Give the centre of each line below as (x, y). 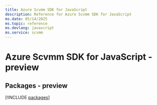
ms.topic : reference (26, 23)
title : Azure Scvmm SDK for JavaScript (46, 10)
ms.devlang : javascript (30, 28)
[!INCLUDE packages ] (27, 97)
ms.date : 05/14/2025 (26, 19)
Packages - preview (36, 86)
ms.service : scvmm (24, 33)
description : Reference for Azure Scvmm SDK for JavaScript (69, 14)
